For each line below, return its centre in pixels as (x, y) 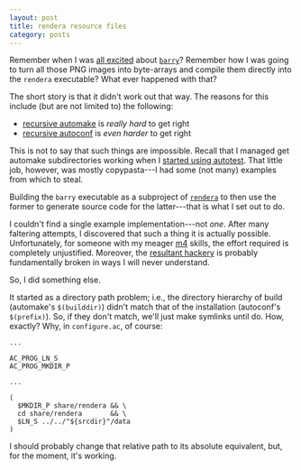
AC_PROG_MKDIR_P (40, 366)
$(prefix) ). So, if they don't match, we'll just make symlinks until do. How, (147, 317)
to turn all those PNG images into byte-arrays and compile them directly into (150, 69)
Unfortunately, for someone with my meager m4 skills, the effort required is (149, 244)
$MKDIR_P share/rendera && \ (72, 406)
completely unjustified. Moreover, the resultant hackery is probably (134, 253)
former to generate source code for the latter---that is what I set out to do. (147, 207)
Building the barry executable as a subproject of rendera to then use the (143, 197)
